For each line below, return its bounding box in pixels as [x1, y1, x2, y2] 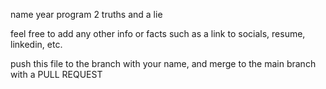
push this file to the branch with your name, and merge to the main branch [10, 58, 317, 69]
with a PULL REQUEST [10, 69, 103, 80]
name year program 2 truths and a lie [10, 9, 163, 20]
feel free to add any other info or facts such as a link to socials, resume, [10, 28, 306, 39]
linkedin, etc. [10, 39, 63, 50]
